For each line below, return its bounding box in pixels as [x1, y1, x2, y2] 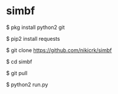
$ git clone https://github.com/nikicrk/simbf [6, 46, 112, 54]
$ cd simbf [6, 58, 32, 65]
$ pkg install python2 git [6, 24, 65, 31]
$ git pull [6, 69, 28, 76]
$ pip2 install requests [6, 35, 60, 42]
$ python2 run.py [6, 81, 48, 88]
